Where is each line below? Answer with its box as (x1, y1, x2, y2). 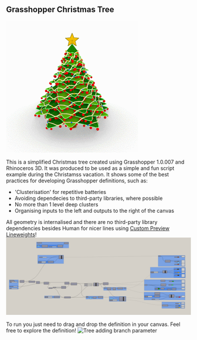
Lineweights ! (6, 231, 37, 238)
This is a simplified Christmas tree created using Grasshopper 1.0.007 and (6, 158, 185, 165)
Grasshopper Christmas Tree (6, 5, 114, 15)
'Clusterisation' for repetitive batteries (14, 188, 107, 195)
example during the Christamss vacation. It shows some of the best (6, 171, 169, 178)
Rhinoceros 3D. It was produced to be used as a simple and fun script (6, 164, 175, 172)
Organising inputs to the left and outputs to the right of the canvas (14, 207, 175, 214)
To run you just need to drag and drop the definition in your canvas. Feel (6, 321, 181, 328)
